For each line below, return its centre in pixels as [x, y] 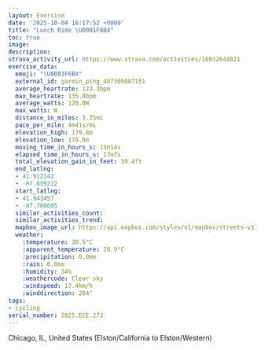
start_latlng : [38, 191]
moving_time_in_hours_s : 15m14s [68, 147]
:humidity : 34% [47, 271]
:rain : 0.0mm [44, 264]
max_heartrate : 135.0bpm [56, 96]
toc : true [24, 37]
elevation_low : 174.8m [52, 140]
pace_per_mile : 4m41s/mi [56, 125]
